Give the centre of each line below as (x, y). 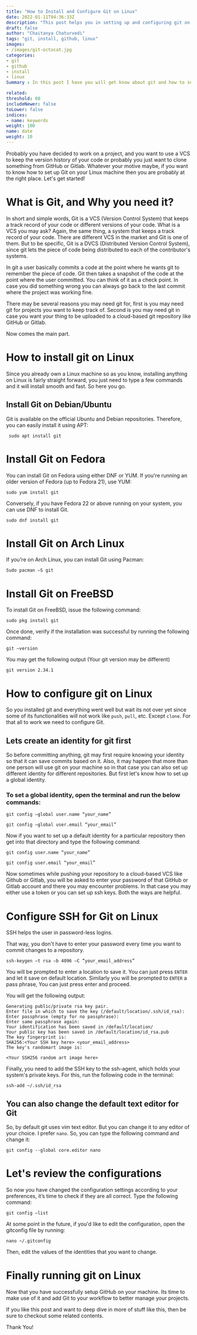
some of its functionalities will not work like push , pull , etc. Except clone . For (98, 716)
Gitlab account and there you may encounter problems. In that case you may (98, 886)
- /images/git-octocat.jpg (39, 50)
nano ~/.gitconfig (28, 1241)
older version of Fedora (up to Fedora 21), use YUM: (69, 482)
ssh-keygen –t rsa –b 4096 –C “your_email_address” (70, 961)
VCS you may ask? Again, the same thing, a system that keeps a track (90, 231)
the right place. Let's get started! (46, 178)
